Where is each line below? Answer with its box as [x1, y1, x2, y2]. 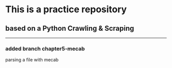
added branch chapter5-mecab [5, 45, 85, 52]
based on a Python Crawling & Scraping [5, 24, 135, 33]
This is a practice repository [5, 4, 127, 15]
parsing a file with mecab [5, 57, 59, 63]
